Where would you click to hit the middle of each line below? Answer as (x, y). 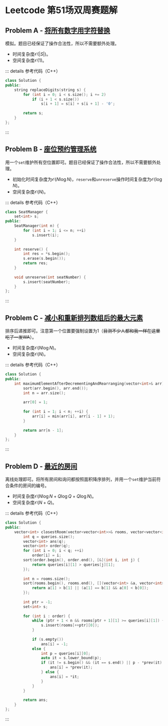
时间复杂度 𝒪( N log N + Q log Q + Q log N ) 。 (54, 496)
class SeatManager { (27, 212)
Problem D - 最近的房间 (41, 466)
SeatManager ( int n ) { (36, 226)
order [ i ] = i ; (46, 555)
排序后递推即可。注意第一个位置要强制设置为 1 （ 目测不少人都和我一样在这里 (83, 331)
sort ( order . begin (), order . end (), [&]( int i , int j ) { (81, 560)
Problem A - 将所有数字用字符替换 (58, 30)
